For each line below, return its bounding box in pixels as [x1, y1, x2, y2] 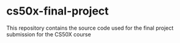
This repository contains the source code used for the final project [6, 24, 174, 31]
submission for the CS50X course [6, 30, 91, 38]
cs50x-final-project [6, 4, 109, 18]
